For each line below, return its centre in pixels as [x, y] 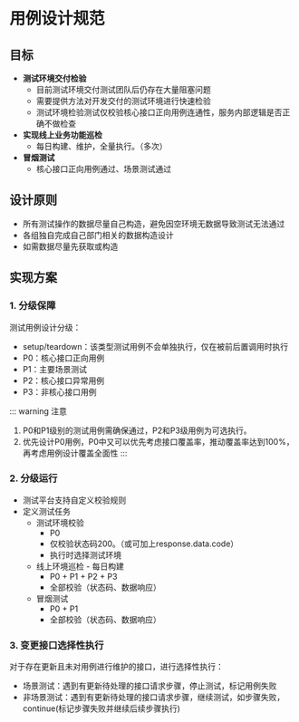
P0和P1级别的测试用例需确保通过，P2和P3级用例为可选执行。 [137, 430]
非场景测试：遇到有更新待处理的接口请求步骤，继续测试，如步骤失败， [154, 698]
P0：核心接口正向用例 [63, 358]
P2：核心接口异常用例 [63, 380]
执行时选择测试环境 [86, 554]
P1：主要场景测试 [55, 369]
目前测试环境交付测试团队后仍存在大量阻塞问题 [123, 90]
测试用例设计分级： [45, 327]
